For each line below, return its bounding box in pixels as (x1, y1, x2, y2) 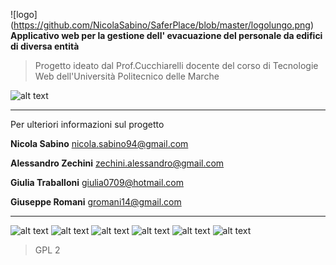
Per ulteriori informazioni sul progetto (10, 119, 165, 130)
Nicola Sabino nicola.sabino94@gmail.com (10, 138, 189, 149)
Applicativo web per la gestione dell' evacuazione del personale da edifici (10, 30, 323, 41)
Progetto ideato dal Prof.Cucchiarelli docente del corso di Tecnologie (34, 60, 319, 71)
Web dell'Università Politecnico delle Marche (34, 70, 220, 82)
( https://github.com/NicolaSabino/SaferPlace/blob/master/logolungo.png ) (10, 19, 315, 31)
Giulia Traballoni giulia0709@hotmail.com (10, 177, 184, 188)
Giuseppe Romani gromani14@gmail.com (10, 196, 182, 208)
